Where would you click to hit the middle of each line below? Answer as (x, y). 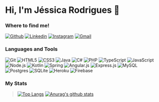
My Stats (16, 83)
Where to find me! (27, 26)
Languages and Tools (31, 49)
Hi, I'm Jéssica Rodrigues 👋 (62, 10)
